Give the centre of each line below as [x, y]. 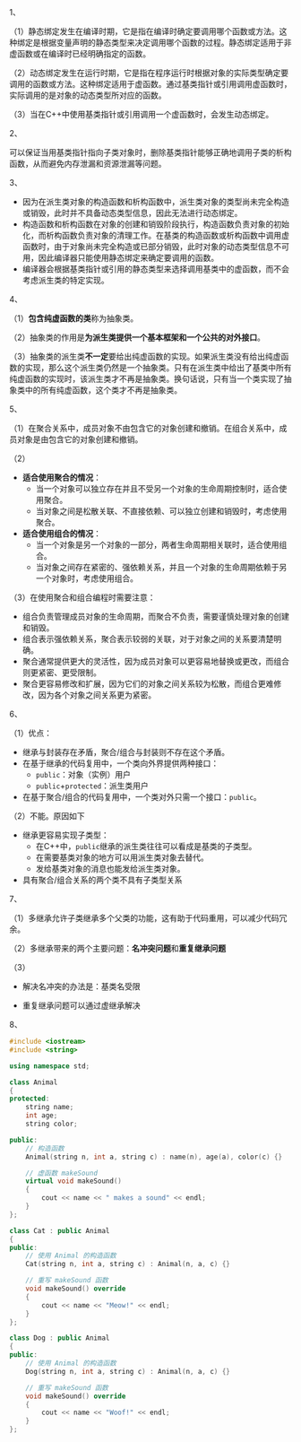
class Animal [34, 1082]
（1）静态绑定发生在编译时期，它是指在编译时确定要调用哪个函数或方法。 [144, 31]
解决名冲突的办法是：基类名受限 [81, 986]
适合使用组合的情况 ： [61, 534]
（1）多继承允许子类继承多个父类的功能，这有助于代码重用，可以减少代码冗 [148, 918]
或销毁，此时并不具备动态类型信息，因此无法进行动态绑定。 [132, 213]
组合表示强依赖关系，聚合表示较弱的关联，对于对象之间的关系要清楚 [148, 639]
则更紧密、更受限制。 [61, 673]
